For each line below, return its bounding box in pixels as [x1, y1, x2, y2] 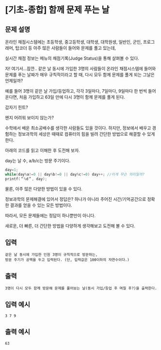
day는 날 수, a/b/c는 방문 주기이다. [5, 158, 71, 163]
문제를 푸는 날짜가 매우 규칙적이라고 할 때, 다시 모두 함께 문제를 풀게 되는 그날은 [5, 72, 155, 78]
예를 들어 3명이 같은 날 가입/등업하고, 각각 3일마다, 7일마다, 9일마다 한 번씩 [5, 88, 147, 94]
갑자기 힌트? [5, 105, 28, 110]
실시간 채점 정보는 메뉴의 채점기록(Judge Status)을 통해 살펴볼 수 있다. [5, 55, 140, 61]
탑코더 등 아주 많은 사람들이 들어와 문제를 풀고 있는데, [15, 45, 116, 51]
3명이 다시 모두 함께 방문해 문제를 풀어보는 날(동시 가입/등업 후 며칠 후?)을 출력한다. [5, 286, 157, 291]
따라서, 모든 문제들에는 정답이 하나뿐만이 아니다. [5, 212, 96, 218]
